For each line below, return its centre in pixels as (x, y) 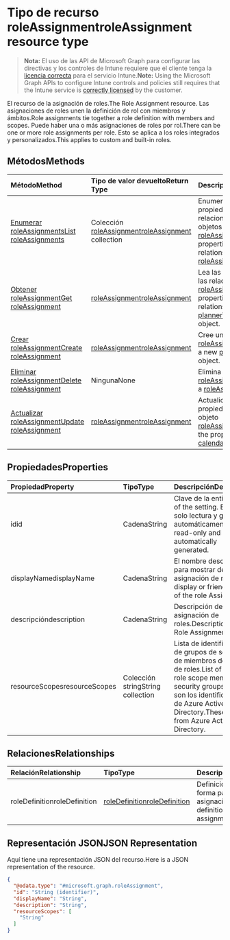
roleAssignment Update (48, 422)
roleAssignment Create (47, 347)
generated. (191, 549)
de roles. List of (197, 669)
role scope (191, 678)
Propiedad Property (42, 487)
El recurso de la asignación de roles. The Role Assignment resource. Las (108, 103)
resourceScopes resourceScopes (63, 686)
